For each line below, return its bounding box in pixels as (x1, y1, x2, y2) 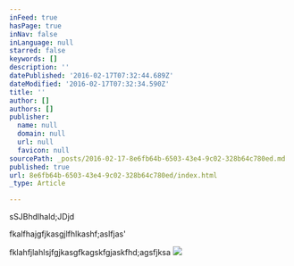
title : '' (9, 87, 46, 96)
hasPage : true (9, 21, 63, 30)
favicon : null (17, 145, 70, 154)
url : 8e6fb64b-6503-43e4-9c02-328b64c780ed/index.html (9, 170, 218, 179)
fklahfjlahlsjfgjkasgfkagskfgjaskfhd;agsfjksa (9, 247, 172, 258)
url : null (17, 137, 54, 146)
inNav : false (9, 29, 58, 38)
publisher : (9, 112, 50, 121)
